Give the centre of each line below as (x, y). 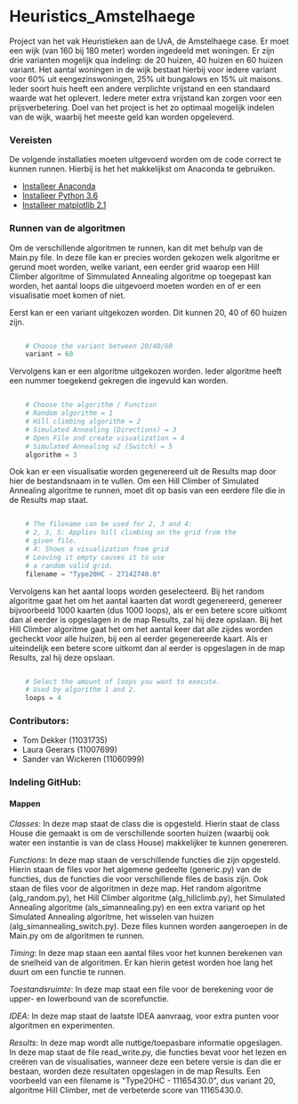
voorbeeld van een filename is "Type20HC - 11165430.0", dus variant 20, (142, 1080)
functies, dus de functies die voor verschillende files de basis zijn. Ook (139, 878)
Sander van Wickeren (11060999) (83, 759)
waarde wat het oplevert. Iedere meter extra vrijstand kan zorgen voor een (145, 98)
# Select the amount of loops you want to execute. (123, 681)
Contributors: (39, 721)
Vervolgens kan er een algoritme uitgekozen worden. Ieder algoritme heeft (145, 371)
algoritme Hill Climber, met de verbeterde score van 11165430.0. (126, 1090)
